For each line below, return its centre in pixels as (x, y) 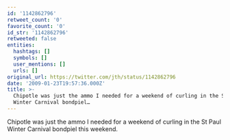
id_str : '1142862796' (38, 32)
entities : (21, 45)
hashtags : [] (32, 52)
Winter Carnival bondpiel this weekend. (63, 129)
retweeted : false (32, 39)
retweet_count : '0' (35, 20)
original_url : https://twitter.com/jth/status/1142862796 (91, 77)
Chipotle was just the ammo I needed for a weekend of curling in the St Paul (114, 122)
